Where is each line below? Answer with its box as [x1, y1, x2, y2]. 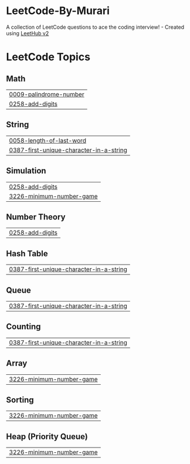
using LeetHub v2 [6, 29, 49, 36]
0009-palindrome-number [9, 90, 84, 98]
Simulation [6, 166, 46, 176]
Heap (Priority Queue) [6, 431, 88, 441]
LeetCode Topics [6, 50, 91, 64]
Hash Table [6, 248, 48, 259]
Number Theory [6, 212, 66, 222]
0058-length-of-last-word [9, 136, 87, 144]
